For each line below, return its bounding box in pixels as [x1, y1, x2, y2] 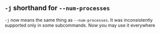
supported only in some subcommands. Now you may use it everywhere [5, 22, 155, 28]
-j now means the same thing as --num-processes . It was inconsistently [5, 17, 153, 23]
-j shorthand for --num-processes [5, 4, 110, 12]
